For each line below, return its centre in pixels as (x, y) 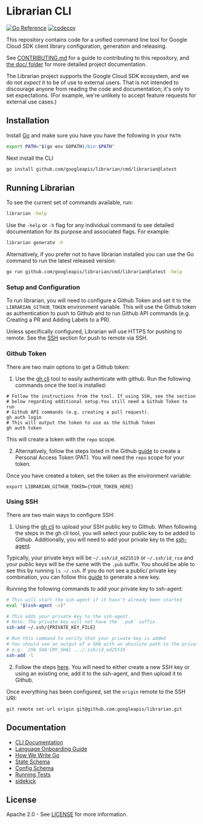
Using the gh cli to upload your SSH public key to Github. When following (106, 526)
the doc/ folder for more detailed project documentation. (76, 64)
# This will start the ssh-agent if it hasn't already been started (94, 600)
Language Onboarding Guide (51, 748)
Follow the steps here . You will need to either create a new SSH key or (102, 667)
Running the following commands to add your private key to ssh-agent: (95, 588)
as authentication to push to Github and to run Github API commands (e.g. (98, 314)
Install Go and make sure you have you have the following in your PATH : (94, 135)
